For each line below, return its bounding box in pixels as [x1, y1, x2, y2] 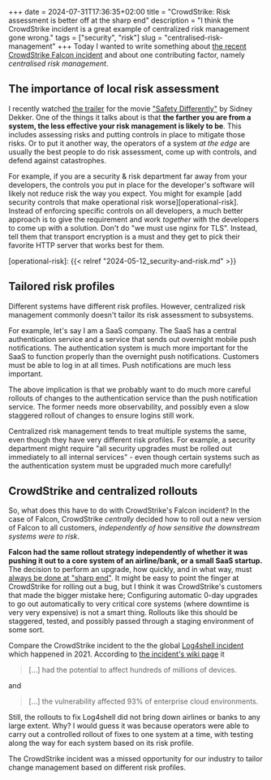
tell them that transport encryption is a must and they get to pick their [8, 232, 241, 241]
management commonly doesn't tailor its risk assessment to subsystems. [8, 310, 254, 319]
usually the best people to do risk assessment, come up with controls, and [8, 146, 257, 157]
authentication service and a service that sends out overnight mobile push [8, 334, 257, 344]
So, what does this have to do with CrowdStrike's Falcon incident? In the [8, 505, 250, 515]
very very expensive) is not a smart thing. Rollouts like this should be [8, 608, 238, 617]
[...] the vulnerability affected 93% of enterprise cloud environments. [28, 696, 259, 706]
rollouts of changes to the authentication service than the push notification [8, 393, 258, 403]
